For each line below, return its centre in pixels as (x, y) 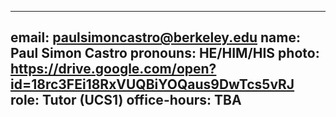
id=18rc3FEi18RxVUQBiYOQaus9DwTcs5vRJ (152, 84)
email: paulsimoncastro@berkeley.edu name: (155, 37)
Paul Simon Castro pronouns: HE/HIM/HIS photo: (165, 53)
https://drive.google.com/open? (113, 69)
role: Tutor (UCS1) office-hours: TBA (126, 100)
